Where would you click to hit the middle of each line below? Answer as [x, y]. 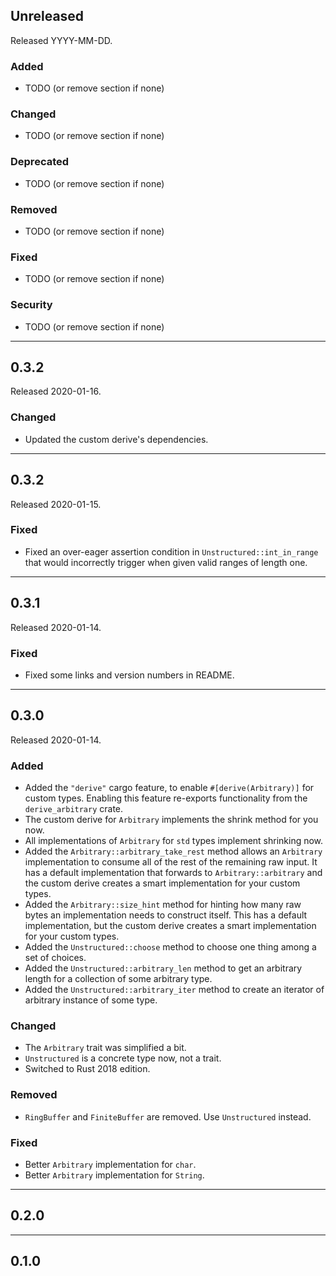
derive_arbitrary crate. [74, 809]
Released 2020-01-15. [56, 504]
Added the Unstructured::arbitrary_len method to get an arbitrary [163, 968]
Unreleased [47, 16]
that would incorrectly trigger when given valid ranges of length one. [166, 562]
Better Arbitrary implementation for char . [110, 1164]
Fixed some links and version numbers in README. [129, 675]
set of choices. [55, 958]
